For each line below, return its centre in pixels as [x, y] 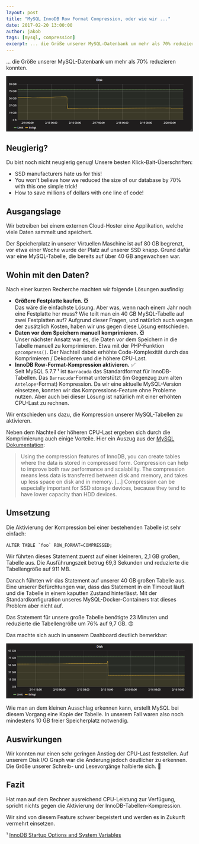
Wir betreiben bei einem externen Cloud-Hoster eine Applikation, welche [95, 226]
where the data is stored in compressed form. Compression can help [104, 463]
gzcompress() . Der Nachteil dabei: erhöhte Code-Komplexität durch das [101, 352]
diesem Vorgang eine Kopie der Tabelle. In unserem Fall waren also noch [95, 714]
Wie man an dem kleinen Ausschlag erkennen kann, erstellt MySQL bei [92, 708]
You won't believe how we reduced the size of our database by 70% [98, 180]
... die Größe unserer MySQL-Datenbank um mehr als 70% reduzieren [91, 62]
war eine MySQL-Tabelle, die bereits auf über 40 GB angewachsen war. [93, 256]
